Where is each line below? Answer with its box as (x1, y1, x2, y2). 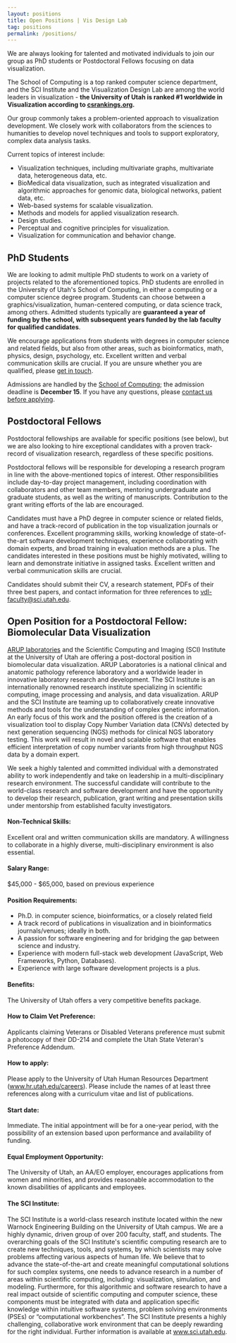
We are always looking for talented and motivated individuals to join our (7, 49, 215, 58)
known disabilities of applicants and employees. (7, 1183, 147, 1191)
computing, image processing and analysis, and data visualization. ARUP (7, 690, 219, 699)
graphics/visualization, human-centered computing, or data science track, (7, 300, 223, 309)
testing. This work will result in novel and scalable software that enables (7, 735, 216, 744)
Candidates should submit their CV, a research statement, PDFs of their (7, 579, 214, 589)
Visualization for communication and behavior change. (17, 231, 176, 240)
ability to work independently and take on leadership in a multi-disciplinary (7, 771, 224, 780)
